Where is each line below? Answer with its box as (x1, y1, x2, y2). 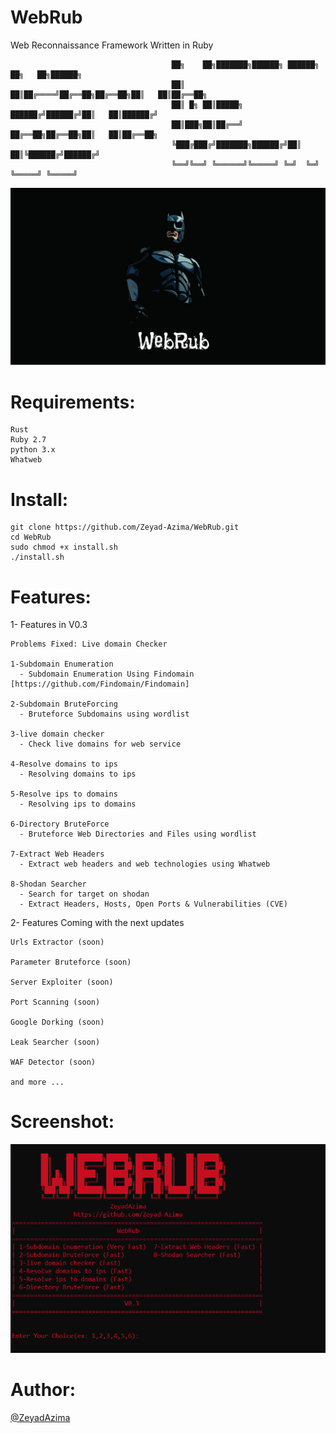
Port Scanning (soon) (10, 997, 101, 1008)
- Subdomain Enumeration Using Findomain (19, 669, 195, 680)
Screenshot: (10, 1111, 115, 1133)
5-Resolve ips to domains (10, 789, 118, 800)
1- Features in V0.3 (10, 619, 88, 631)
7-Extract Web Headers (10, 849, 105, 860)
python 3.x (10, 445, 56, 455)
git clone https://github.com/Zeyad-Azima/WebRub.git (10, 522, 240, 533)
